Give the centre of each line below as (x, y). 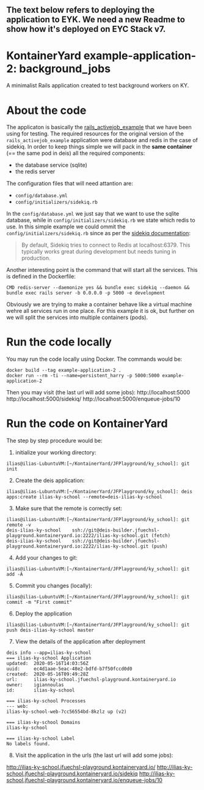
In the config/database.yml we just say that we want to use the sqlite (93, 214)
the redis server (35, 171)
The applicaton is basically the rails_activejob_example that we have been (99, 127)
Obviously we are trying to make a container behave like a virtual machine (99, 304)
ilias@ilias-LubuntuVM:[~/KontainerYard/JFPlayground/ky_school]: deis (99, 492)
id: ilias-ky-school (41, 690)
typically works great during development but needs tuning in (99, 252)
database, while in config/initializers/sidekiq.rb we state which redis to (101, 220)
